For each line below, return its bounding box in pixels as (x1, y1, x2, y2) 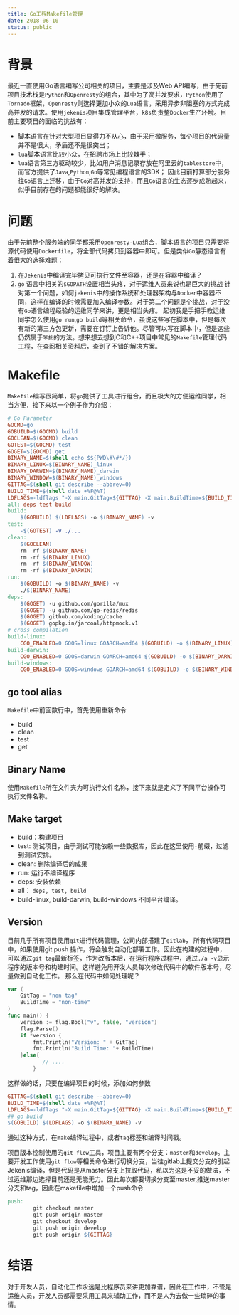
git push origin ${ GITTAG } (33, 1231, 113, 1238)
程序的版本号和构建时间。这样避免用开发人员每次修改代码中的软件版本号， (7, 962, 225, 971)
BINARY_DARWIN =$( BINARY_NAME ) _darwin (7, 468, 119, 475)
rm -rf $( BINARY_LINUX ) (20, 554, 91, 561)
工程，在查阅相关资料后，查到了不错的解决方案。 (17, 342, 161, 351)
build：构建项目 (17, 833, 64, 841)
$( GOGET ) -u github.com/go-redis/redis (20, 606, 139, 614)
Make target (7, 813, 63, 825)
